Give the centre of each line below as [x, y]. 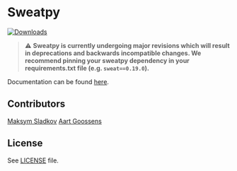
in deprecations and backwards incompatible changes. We [113, 53]
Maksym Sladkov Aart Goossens [55, 121]
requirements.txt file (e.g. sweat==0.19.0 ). [87, 68]
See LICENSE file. [33, 160]
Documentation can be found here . [58, 81]
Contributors [36, 104]
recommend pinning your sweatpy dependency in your [107, 60]
